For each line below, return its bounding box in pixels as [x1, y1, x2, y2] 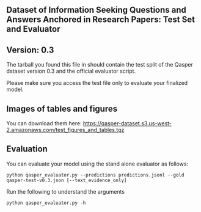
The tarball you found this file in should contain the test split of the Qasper [6, 61, 194, 68]
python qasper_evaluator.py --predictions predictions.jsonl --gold [6, 172, 185, 178]
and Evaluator [6, 24, 60, 34]
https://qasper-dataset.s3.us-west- [82, 120, 172, 127]
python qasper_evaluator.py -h [6, 200, 86, 206]
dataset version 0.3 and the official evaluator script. [6, 67, 136, 75]
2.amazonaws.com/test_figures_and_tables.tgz [6, 126, 125, 134]
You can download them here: [6, 120, 82, 127]
